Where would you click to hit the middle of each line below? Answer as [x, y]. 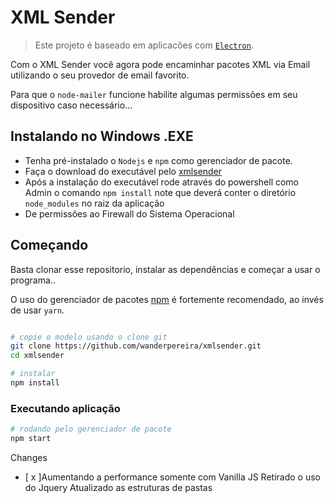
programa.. [33, 280]
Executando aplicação [65, 408]
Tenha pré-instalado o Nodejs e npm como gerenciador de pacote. [158, 160]
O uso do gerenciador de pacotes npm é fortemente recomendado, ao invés [167, 299]
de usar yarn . [37, 310]
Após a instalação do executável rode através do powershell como [162, 182]
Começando [49, 245]
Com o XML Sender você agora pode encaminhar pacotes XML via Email [160, 64]
